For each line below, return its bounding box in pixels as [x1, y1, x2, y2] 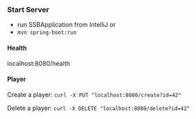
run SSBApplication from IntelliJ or [17, 21, 116, 29]
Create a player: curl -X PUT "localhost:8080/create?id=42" [7, 90, 181, 98]
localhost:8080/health [7, 59, 71, 67]
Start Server [7, 5, 50, 15]
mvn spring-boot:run [17, 29, 77, 36]
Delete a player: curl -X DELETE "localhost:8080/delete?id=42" [7, 104, 190, 112]
